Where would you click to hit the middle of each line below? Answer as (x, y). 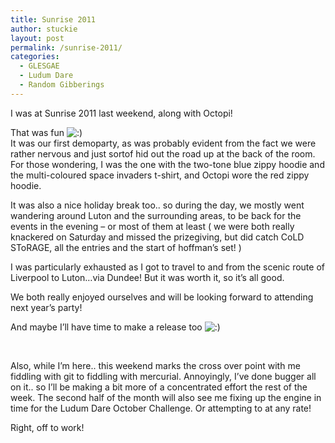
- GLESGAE (39, 66)
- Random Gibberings (62, 85)
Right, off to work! (47, 427)
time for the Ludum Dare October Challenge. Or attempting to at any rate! (161, 408)
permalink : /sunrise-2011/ (66, 47)
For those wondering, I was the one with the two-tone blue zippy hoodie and (167, 164)
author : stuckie (44, 29)
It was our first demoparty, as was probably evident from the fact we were (163, 143)
